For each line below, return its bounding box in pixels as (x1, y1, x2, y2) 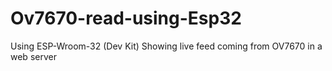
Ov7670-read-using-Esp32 (10, 7, 242, 30)
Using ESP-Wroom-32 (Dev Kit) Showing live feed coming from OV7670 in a (10, 40, 323, 52)
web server (10, 50, 57, 62)
